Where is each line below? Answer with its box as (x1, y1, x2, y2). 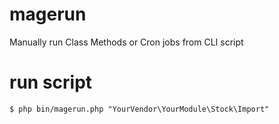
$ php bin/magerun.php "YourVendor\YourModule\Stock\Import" (9, 104, 270, 114)
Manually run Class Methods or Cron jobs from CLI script (9, 36, 244, 48)
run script (9, 71, 93, 94)
